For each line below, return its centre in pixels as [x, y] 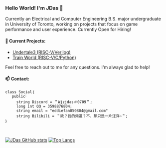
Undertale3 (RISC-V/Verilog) [41, 52]
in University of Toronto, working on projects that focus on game [72, 24]
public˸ [19, 96]
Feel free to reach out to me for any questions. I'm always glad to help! [78, 67]
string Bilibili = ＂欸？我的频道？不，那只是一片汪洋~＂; [72, 116]
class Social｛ [20, 92]
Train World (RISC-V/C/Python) [44, 57]
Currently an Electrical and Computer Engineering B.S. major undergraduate [83, 19]
